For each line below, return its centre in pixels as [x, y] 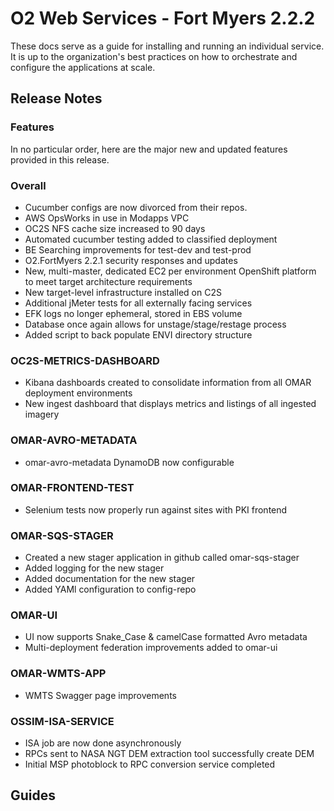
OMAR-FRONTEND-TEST [72, 488]
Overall [28, 185]
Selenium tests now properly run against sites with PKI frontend [156, 509]
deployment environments [78, 393]
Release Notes [56, 98]
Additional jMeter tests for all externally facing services [138, 303]
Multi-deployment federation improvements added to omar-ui [151, 648]
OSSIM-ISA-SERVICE [62, 721]
